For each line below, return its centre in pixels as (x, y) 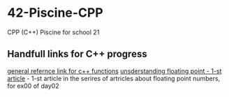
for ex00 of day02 (33, 86)
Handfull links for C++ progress (77, 54)
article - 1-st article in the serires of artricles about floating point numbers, (114, 78)
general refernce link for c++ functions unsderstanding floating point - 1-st (114, 70)
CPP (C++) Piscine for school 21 (53, 32)
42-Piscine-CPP (55, 13)
